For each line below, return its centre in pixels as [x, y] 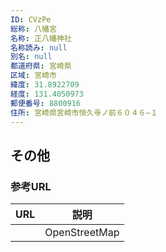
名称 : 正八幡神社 [41, 38]
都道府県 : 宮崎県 [41, 66]
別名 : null [31, 57]
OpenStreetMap [82, 233]
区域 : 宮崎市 [33, 76]
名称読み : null [39, 47]
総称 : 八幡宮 [33, 29]
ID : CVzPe [31, 19]
